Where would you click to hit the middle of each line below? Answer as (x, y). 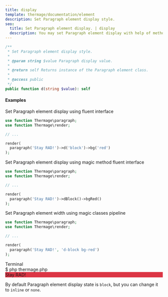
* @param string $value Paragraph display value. (60, 61)
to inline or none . (23, 289)
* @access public (25, 80)
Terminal (14, 264)
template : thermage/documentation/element (50, 15)
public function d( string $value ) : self (48, 89)
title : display (21, 10)
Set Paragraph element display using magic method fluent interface (75, 162)
